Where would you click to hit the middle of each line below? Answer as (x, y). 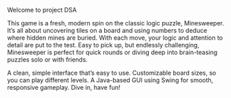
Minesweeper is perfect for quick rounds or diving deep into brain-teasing (112, 52)
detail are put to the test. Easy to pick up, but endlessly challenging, (103, 45)
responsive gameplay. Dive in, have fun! (64, 87)
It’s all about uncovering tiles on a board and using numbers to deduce (107, 30)
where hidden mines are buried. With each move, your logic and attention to (115, 38)
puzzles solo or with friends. (48, 60)
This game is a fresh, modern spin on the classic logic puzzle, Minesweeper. (116, 23)
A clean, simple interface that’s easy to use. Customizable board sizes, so (112, 73)
